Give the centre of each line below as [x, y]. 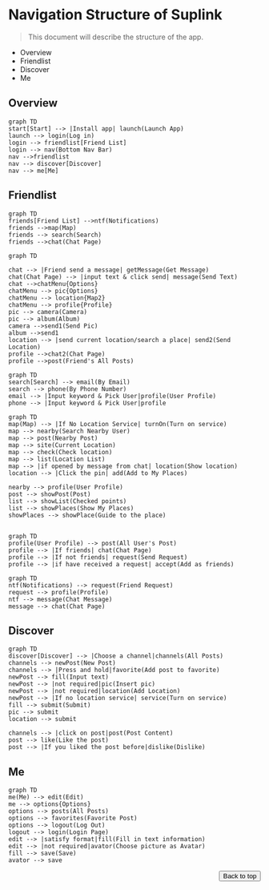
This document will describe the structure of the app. [116, 37]
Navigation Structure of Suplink [115, 15]
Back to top [240, 876]
